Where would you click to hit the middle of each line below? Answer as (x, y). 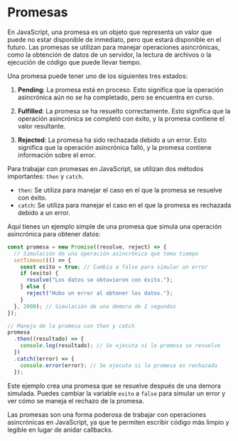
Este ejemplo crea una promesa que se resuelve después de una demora (114, 386)
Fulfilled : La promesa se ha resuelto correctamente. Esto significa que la (124, 111)
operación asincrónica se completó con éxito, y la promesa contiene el (121, 119)
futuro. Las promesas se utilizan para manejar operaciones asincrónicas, (114, 47)
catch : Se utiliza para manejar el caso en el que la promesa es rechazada (124, 205)
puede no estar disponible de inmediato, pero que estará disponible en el (114, 39)
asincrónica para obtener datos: (54, 234)
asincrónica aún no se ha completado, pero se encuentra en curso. (116, 97)
